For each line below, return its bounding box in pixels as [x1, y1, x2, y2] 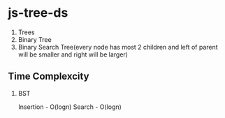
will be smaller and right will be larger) [17, 50, 129, 59]
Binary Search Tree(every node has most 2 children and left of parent [17, 43, 219, 51]
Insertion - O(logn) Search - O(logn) [17, 103, 122, 111]
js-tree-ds [8, 5, 68, 21]
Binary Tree [17, 35, 52, 43]
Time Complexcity [8, 71, 89, 82]
